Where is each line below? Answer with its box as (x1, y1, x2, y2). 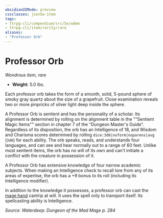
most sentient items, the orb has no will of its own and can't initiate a (5, 147, 143, 153)
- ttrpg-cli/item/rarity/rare (5, 26, 67, 30)
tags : (5, 16, 16, 21)
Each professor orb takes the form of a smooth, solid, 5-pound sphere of (5, 91, 152, 97)
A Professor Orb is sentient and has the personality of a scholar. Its (5, 111, 140, 117)
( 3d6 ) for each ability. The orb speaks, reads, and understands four (5, 137, 140, 143)
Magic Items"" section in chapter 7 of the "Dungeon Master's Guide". (5, 121, 144, 127)
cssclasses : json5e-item (5, 12, 56, 17)
